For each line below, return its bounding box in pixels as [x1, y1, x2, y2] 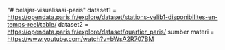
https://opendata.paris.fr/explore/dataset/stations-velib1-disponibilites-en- [7, 13, 218, 21]
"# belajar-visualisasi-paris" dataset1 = [7, 6, 117, 14]
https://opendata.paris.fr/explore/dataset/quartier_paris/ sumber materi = [7, 27, 215, 36]
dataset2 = [58, 21, 89, 28]
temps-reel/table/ [7, 21, 57, 28]
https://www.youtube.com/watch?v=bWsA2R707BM [7, 35, 154, 43]
